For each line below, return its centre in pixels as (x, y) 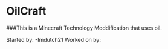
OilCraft (26, 11)
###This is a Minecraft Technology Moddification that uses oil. (84, 28)
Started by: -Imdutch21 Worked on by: (54, 39)
